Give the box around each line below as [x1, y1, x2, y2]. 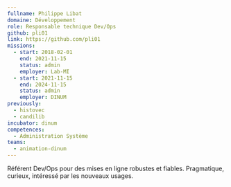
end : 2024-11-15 [19, 81, 67, 88]
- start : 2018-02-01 [13, 49, 73, 56]
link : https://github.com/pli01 [7, 36, 101, 43]
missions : [7, 42, 36, 49]
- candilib [13, 113, 45, 120]
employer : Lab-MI [19, 68, 70, 75]
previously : [7, 100, 42, 107]
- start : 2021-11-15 [13, 74, 73, 82]
